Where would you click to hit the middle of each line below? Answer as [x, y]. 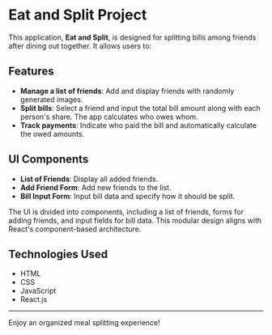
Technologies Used [58, 254]
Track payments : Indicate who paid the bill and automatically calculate [138, 125]
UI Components [49, 159]
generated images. [51, 100]
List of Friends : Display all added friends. [89, 179]
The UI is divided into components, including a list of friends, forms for [126, 211]
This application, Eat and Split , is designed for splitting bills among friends [132, 37]
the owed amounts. [52, 134]
